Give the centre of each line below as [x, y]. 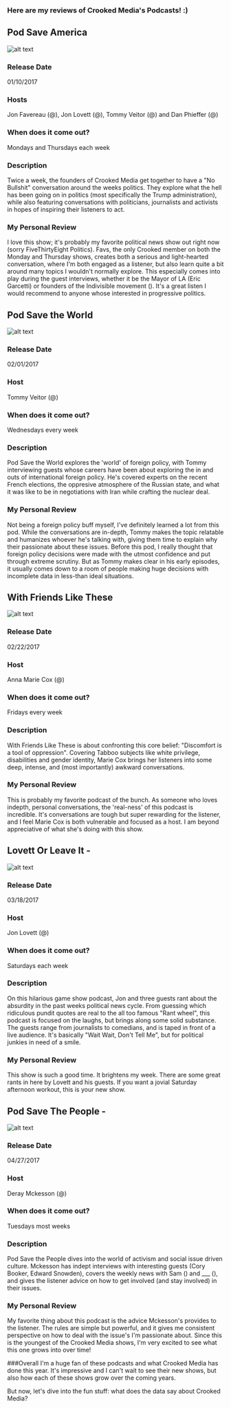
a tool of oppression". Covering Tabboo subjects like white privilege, [104, 752]
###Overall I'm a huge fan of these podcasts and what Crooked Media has [113, 1363]
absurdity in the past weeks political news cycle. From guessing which [107, 1005]
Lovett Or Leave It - [49, 851]
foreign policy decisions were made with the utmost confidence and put [109, 554]
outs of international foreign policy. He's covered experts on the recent [107, 477]
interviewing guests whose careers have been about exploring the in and [110, 470]
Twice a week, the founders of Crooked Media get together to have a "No [111, 180]
